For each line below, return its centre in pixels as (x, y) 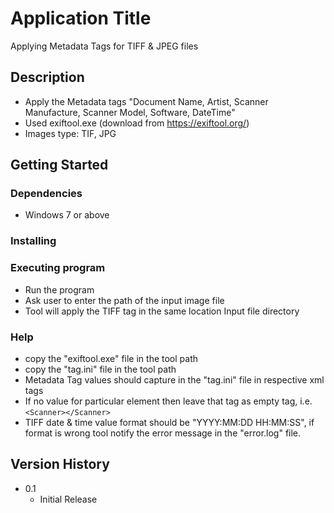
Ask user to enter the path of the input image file (124, 300)
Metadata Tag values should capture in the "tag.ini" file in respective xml (174, 379)
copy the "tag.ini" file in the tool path (100, 369)
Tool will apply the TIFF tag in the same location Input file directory (162, 311)
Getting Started (59, 165)
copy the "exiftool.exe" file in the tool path (111, 358)
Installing (33, 241)
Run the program (59, 289)
